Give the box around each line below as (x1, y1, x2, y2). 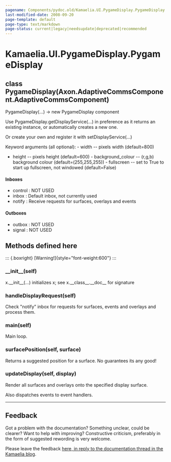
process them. (5, 309, 36, 315)
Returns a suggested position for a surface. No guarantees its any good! (5, 358, 157, 364)
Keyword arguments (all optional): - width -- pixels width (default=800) (5, 144, 154, 150)
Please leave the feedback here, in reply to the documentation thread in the (5, 445, 164, 451)
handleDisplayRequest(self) (5, 292, 76, 299)
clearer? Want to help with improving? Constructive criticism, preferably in (5, 430, 161, 436)
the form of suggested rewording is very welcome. (5, 436, 111, 442)
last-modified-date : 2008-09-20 (5, 12, 74, 17)
